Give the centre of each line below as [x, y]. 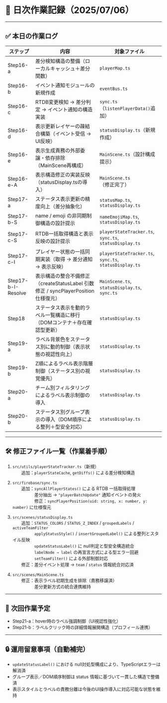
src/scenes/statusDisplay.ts [42, 517]
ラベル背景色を [53, 339]
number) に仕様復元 [32, 507]
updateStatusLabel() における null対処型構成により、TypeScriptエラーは [86, 664]
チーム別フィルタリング [63, 388]
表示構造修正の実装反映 [63, 174]
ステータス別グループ [60, 412]
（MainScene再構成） [61, 165]
